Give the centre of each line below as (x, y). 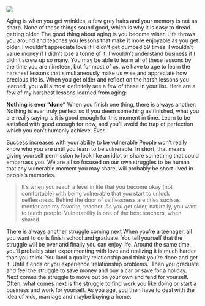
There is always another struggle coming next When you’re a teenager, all (99, 231)
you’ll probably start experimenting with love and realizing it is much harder (101, 251)
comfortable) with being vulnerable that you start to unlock (95, 193)
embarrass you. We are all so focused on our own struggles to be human (98, 162)
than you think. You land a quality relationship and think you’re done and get (102, 257)
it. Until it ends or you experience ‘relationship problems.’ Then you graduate (103, 264)
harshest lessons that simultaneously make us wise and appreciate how (97, 73)
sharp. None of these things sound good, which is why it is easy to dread (99, 27)
